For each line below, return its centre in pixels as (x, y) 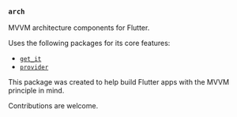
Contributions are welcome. (53, 106)
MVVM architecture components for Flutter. (79, 28)
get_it (30, 59)
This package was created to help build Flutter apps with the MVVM (119, 82)
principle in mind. (36, 91)
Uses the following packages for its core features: (89, 43)
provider (34, 68)
